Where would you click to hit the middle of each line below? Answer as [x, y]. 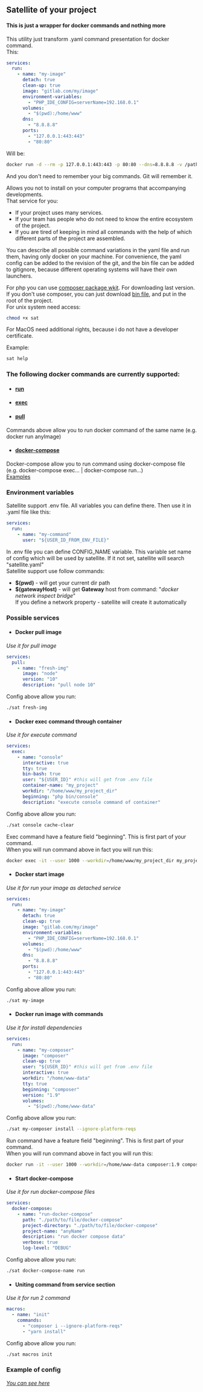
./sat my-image [25, 1000]
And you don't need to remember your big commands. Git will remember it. [100, 176]
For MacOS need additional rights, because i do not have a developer [92, 329]
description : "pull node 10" [59, 685]
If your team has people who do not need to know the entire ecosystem [104, 219]
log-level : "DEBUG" [47, 1248]
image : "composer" [45, 1056]
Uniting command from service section [65, 1284]
